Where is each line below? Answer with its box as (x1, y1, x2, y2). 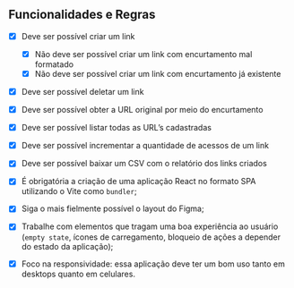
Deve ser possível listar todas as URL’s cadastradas (21, 123, 212, 133)
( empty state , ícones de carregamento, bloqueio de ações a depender (21, 232, 281, 242)
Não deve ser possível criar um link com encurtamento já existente (34, 68, 281, 79)
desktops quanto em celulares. (21, 268, 136, 279)
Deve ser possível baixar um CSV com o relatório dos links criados (21, 158, 268, 169)
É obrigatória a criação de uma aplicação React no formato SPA (21, 176, 256, 187)
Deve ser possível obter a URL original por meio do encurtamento (21, 105, 264, 115)
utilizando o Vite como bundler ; (21, 186, 137, 197)
